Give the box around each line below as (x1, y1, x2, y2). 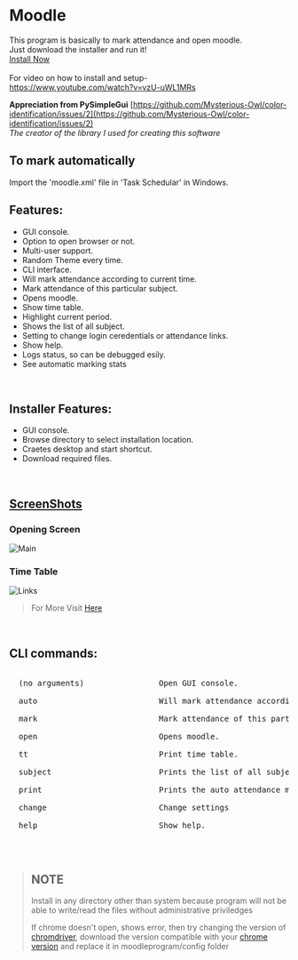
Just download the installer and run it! (9, 44, 147, 54)
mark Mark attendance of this (18, 714, 267, 724)
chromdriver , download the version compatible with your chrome (30, 931, 268, 942)
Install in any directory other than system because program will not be (30, 895, 286, 906)
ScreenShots (9, 496, 82, 511)
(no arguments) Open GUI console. (18, 678, 239, 689)
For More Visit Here (30, 603, 103, 613)
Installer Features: (9, 401, 113, 416)
